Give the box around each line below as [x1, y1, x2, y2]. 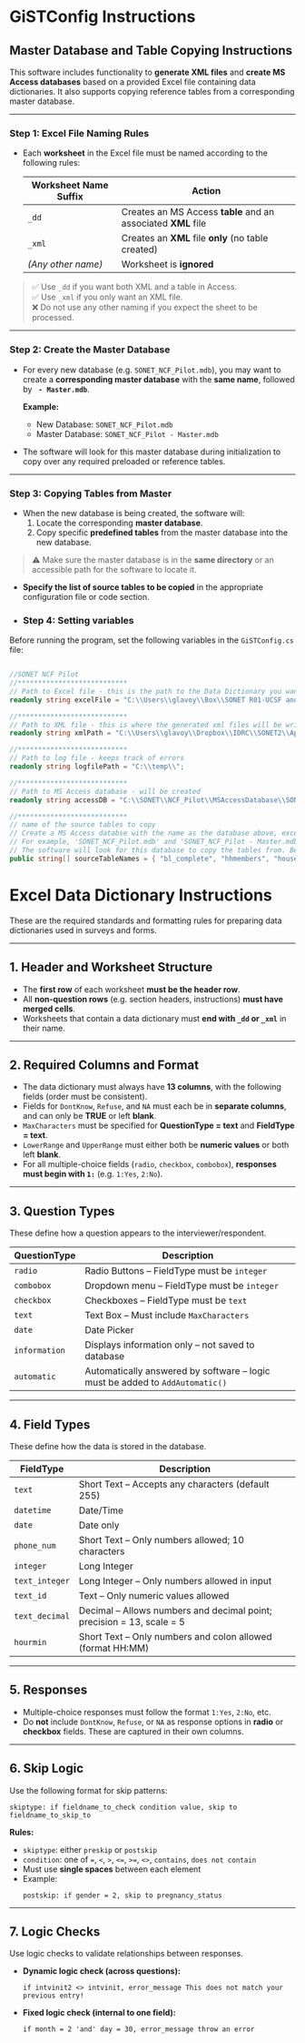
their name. [22, 1022, 66, 1033]
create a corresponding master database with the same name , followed [22, 373, 295, 384]
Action [192, 185, 221, 198]
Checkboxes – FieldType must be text [84, 1295, 248, 1307]
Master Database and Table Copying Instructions [9, 43, 293, 58]
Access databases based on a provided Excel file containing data [9, 76, 256, 87]
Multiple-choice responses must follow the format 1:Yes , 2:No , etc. [22, 1706, 271, 1717]
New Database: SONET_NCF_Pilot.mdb [35, 419, 174, 430]
